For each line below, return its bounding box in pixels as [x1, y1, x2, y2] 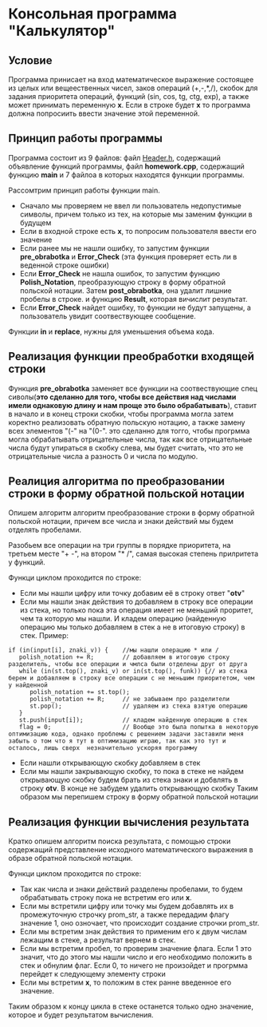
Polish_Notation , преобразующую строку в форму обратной [19, 277, 226, 287]
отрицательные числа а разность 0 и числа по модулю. [8, 451, 198, 461]
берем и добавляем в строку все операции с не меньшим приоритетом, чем [8, 674, 255, 683]
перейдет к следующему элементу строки [19, 970, 166, 979]
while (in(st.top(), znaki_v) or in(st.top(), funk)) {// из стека [18, 668, 248, 676]
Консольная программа [8, 5, 177, 23]
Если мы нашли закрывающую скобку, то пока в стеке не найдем [19, 767, 245, 776]
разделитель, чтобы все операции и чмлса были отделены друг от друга [8, 660, 248, 668]
